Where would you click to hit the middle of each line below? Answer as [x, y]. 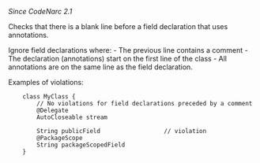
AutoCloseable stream [72, 117]
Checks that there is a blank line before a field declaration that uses [118, 26]
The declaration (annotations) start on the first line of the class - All [118, 59]
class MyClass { [49, 97]
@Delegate [53, 110]
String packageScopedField [81, 145]
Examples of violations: [46, 82]
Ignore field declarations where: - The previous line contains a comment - [128, 50]
